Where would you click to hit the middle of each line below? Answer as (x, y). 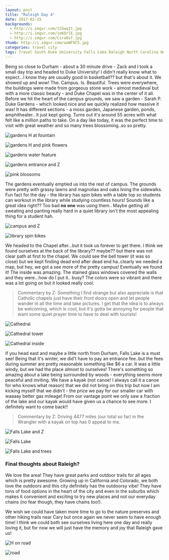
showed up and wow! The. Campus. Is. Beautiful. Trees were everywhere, (81, 82)
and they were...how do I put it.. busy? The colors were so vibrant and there (83, 277)
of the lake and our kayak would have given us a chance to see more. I (78, 401)
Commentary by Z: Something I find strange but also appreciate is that (90, 292)
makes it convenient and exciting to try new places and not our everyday (80, 496)
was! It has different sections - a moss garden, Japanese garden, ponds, (80, 109)
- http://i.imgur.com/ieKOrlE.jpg (46, 33)
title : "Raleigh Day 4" (30, 15)
